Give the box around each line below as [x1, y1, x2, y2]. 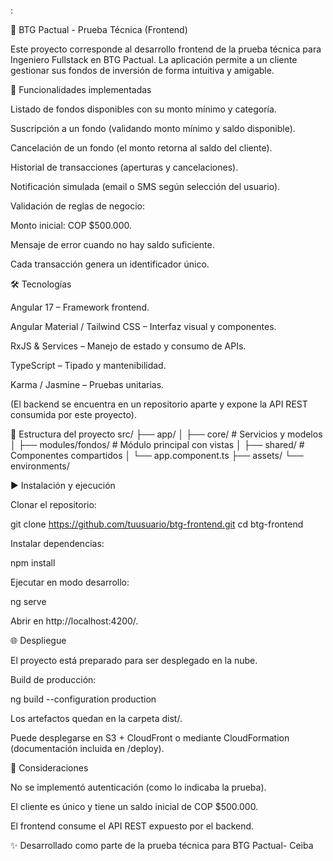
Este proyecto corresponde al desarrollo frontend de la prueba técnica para [10, 43, 322, 55]
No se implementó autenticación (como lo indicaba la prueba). [10, 781, 267, 793]
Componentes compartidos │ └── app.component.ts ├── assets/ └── [10, 450, 304, 461]
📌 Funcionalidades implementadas [10, 84, 152, 95]
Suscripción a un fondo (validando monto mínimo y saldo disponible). [10, 123, 296, 134]
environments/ [10, 460, 70, 472]
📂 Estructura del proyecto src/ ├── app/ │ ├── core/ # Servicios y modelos [10, 428, 323, 440]
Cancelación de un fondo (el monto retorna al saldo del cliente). [10, 142, 273, 154]
